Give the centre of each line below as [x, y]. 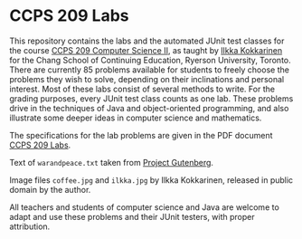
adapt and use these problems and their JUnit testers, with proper [132, 216]
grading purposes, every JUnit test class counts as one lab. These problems [151, 98]
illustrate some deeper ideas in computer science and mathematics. [136, 118]
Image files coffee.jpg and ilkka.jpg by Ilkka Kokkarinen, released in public [151, 180]
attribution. [30, 226]
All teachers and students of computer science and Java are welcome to [145, 207]
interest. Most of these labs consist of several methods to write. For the [142, 89]
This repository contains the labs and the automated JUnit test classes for [147, 41]
